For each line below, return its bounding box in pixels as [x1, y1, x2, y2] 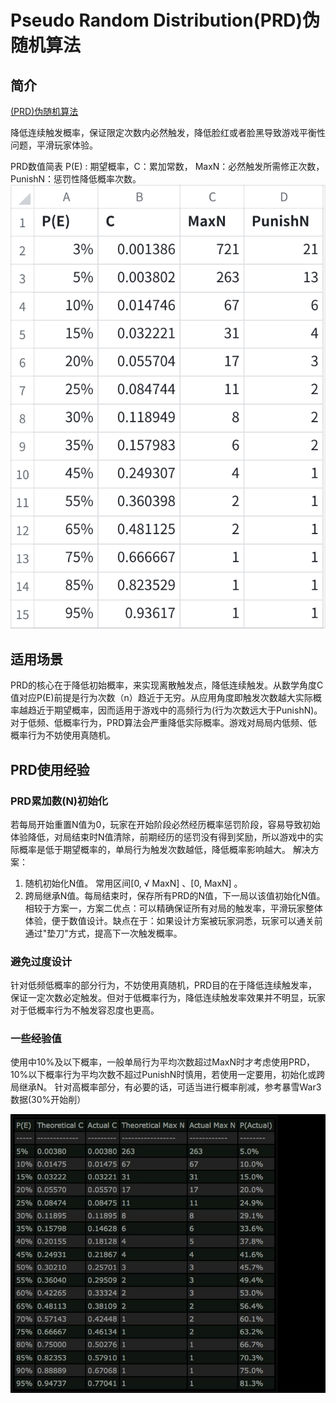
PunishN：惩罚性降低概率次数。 [10, 173, 142, 185]
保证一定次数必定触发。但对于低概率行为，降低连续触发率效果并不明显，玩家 [10, 992, 326, 1004]
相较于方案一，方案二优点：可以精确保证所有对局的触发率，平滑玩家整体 [24, 902, 323, 914]
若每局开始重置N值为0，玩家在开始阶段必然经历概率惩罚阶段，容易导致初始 [10, 818, 321, 830]
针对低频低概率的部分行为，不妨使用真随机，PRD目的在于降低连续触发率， [10, 979, 318, 991]
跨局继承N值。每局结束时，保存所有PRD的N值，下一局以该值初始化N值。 [24, 889, 326, 901]
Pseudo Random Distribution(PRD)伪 [10, 9, 321, 32]
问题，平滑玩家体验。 [10, 139, 98, 151]
